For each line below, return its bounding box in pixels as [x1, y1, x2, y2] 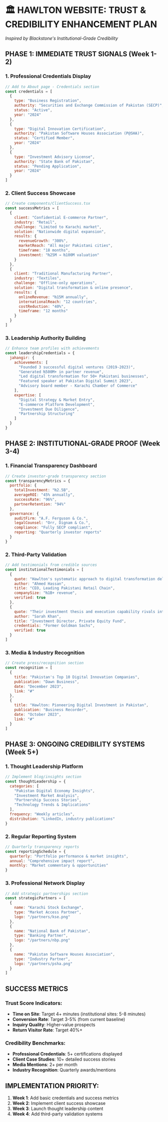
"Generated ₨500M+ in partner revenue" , [18, 369, 104, 374]
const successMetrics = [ [5, 206, 59, 211]
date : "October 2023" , [14, 712, 61, 717]
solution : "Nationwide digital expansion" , [14, 229, 106, 234]
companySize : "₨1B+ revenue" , [14, 590, 77, 595]
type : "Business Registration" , [14, 98, 81, 104]
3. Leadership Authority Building [5, 334, 86, 341]
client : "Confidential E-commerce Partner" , [14, 215, 108, 220]
